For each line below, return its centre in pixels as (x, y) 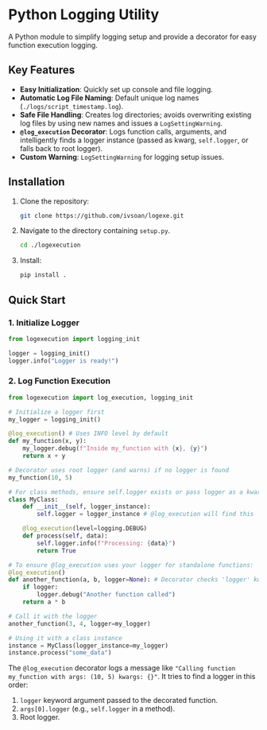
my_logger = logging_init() (55, 419)
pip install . (43, 275)
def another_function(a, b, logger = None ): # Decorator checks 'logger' (129, 580)
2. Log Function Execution (60, 381)
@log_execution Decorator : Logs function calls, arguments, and (123, 131)
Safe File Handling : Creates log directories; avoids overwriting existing (135, 115)
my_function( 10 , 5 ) (41, 478)
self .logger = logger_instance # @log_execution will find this (145, 514)
